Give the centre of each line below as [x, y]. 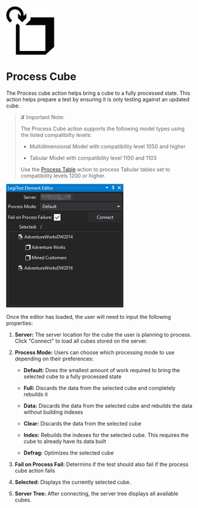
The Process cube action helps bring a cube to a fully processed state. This [98, 93]
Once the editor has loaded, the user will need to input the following [89, 317]
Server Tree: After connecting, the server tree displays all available [96, 493]
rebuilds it [36, 394]
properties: [20, 323]
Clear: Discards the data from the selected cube [82, 423]
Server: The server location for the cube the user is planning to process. [103, 334]
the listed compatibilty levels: [56, 135]
